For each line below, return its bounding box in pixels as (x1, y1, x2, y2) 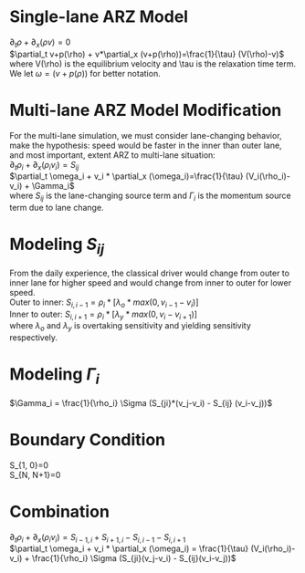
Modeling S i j (9, 234, 105, 258)
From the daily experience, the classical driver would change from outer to (9, 267, 290, 278)
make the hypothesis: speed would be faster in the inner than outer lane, (9, 140, 282, 151)
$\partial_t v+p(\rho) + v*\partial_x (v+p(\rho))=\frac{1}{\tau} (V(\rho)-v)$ (9, 48, 285, 59)
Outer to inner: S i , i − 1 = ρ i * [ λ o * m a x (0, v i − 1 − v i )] (9, 297, 199, 309)
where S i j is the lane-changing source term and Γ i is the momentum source (9, 190, 291, 203)
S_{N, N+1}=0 (9, 469, 61, 480)
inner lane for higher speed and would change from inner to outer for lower (9, 276, 292, 288)
